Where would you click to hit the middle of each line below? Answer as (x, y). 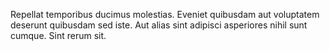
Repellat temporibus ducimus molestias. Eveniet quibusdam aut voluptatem (165, 14)
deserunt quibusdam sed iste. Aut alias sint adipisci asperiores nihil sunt (159, 25)
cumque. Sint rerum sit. (58, 35)
